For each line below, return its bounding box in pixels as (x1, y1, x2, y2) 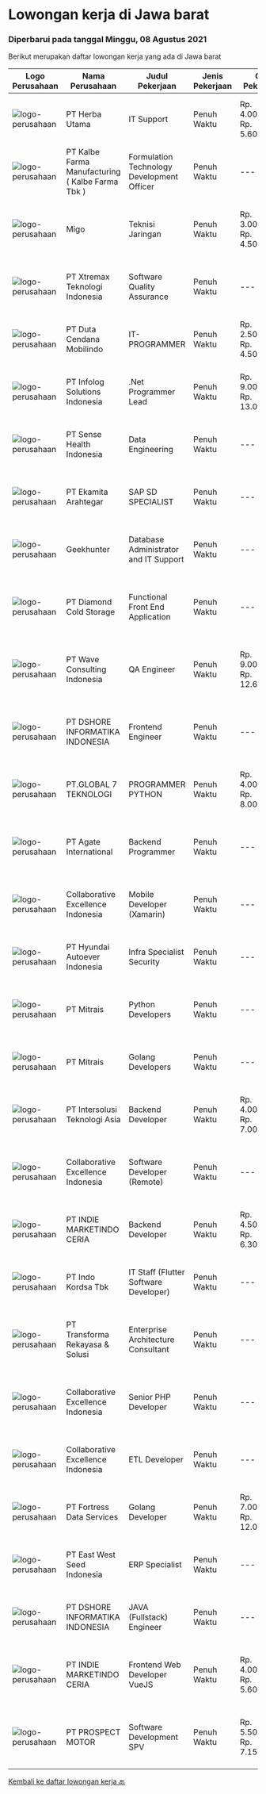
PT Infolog (66, 377, 104, 388)
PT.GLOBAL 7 (66, 779, 117, 790)
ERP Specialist (128, 1559, 182, 1570)
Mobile (128, 889, 154, 900)
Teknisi (128, 219, 156, 230)
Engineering (128, 444, 174, 455)
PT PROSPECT (66, 1727, 121, 1738)
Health (66, 439, 91, 450)
